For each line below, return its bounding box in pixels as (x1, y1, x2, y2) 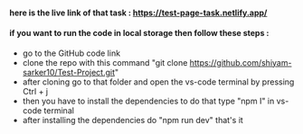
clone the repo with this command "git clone (22, 57, 188, 67)
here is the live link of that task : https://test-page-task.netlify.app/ (9, 7, 268, 18)
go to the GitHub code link (22, 48, 120, 58)
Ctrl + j (22, 85, 49, 96)
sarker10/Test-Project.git (22, 67, 116, 77)
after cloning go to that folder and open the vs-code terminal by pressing (22, 76, 295, 87)
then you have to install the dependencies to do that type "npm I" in (22, 95, 275, 106)
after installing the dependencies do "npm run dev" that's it (22, 114, 244, 125)
